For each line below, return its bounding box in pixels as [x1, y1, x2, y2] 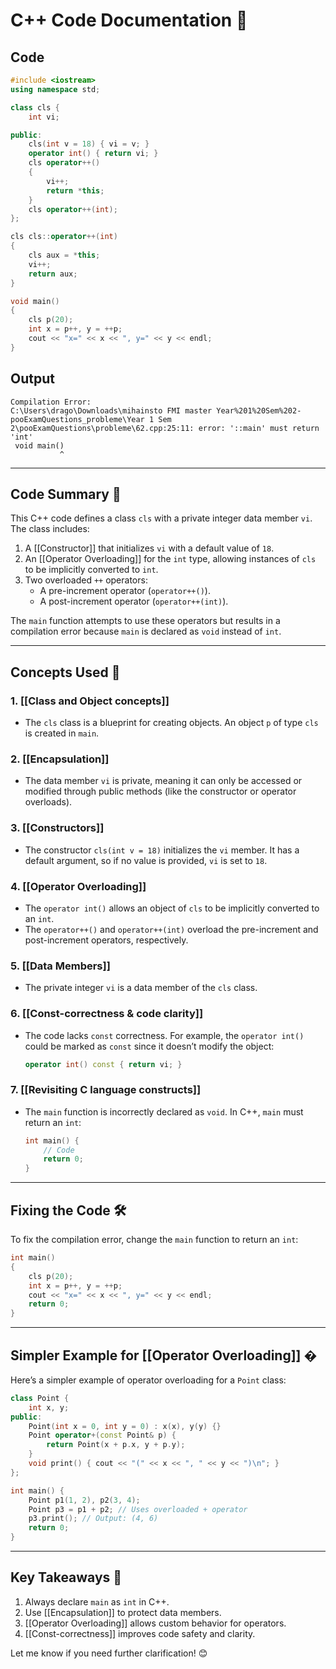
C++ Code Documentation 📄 [10, 9, 248, 32]
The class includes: [10, 523, 90, 535]
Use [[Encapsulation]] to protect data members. [24, 1606, 222, 1618]
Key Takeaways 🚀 [10, 1569, 123, 1586]
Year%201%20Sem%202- [216, 405, 302, 416]
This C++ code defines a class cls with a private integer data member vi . [10, 512, 313, 524]
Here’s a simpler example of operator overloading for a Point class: [10, 1374, 287, 1386]
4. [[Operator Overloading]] [10, 879, 147, 893]
